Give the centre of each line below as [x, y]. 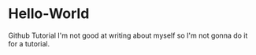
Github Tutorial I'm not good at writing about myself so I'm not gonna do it [128, 35]
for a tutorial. [29, 43]
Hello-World [49, 14]
